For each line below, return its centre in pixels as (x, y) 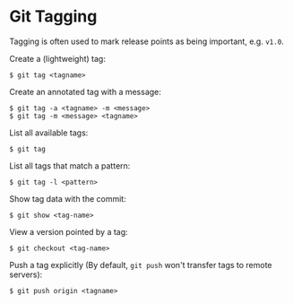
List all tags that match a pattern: (70, 165)
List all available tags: (49, 133)
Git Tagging (53, 17)
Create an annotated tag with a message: (85, 91)
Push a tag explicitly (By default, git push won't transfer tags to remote (141, 265)
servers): (26, 274)
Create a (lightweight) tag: (57, 58)
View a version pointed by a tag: (69, 231)
